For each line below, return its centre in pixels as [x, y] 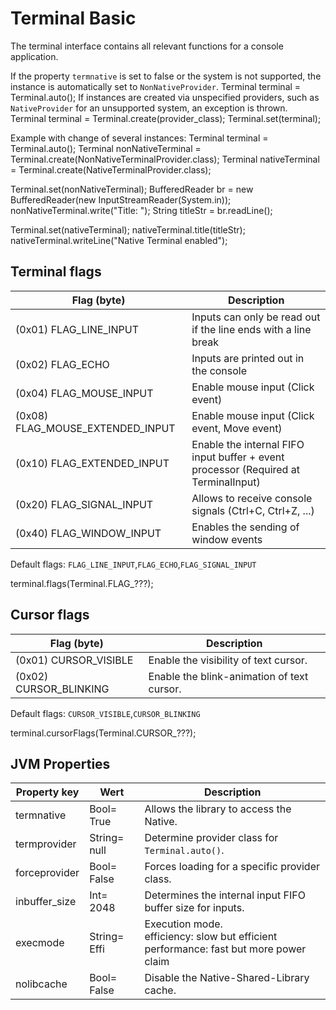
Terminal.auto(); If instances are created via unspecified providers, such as [165, 97]
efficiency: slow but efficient [211, 937]
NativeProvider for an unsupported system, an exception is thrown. [149, 108]
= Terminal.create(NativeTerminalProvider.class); [111, 169]
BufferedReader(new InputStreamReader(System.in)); [121, 199]
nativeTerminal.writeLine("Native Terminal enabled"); [119, 240]
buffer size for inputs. [194, 908]
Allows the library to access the [218, 809]
